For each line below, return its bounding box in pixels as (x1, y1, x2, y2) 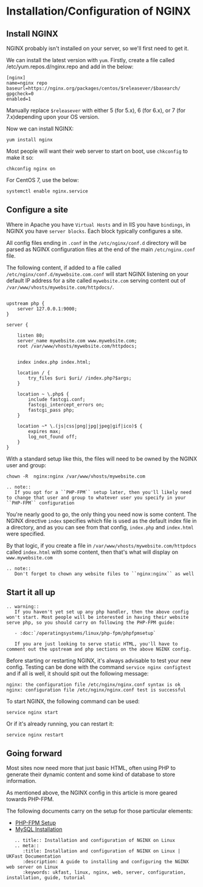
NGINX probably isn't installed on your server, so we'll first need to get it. (6, 44, 189, 52)
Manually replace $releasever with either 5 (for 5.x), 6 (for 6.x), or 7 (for (6, 107, 186, 114)
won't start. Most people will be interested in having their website (6, 614, 189, 620)
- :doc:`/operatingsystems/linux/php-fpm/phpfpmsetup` (14, 630, 156, 636)
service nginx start (6, 709, 59, 715)
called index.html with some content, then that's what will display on (6, 548, 179, 556)
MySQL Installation (15, 825, 63, 833)
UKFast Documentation (6, 853, 61, 860)
